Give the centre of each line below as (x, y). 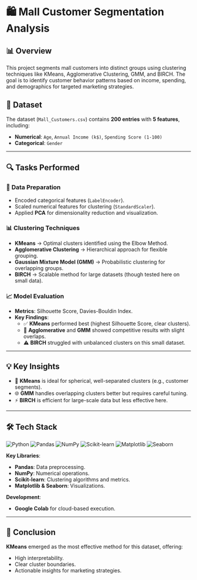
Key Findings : (31, 318)
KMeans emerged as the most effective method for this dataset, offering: (95, 547)
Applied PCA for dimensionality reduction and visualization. (86, 213)
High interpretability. (39, 558)
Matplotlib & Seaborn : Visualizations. (60, 485)
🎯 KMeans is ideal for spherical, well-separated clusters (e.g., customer (101, 380)
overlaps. (35, 336)
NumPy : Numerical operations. (52, 473)
